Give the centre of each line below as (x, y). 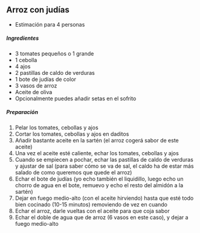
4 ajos (23, 66)
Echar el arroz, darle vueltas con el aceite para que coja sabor (92, 211)
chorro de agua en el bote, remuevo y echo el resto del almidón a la (99, 185)
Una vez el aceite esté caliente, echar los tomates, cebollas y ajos (97, 153)
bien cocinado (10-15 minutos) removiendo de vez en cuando (91, 204)
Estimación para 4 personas (50, 24)
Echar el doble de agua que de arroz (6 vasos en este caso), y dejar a (102, 217)
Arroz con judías (38, 10)
